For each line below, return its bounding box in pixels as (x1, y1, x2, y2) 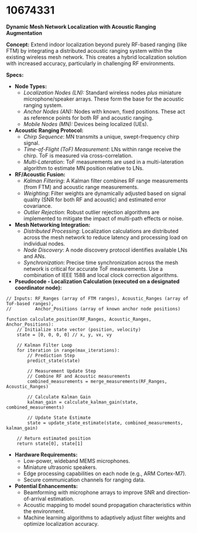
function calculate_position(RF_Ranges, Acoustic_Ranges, (6, 316, 152, 322)
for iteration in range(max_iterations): (17, 347, 120, 353)
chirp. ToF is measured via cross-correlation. (23, 152, 133, 159)
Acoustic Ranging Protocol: (14, 127, 84, 134)
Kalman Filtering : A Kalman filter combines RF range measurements (23, 177, 188, 184)
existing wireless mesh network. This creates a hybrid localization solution (6, 53, 187, 60)
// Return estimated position (17, 435, 91, 441)
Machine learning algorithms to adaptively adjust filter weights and (23, 513, 186, 521)
